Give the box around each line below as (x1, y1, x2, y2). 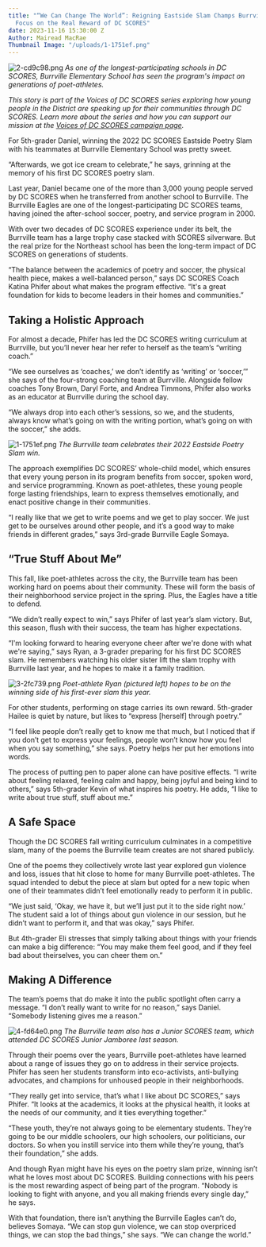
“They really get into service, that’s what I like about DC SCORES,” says (8, 1091, 241, 1101)
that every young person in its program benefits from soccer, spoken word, (8, 472, 253, 481)
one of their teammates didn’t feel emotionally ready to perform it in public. (8, 886, 253, 895)
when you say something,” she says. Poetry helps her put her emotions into (8, 743, 255, 753)
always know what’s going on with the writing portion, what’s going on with (8, 415, 253, 425)
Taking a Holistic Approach (8, 313, 145, 326)
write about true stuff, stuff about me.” (8, 792, 133, 802)
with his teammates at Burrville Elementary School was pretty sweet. (8, 145, 232, 154)
